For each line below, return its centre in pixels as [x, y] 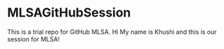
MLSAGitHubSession [69, 13]
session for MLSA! [33, 39]
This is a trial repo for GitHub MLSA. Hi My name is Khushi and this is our [112, 32]
